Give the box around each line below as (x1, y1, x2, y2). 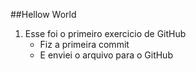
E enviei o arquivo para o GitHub (39, 49, 173, 61)
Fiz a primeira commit (39, 39, 130, 50)
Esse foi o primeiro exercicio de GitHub (24, 28, 187, 39)
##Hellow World (10, 9, 77, 20)
